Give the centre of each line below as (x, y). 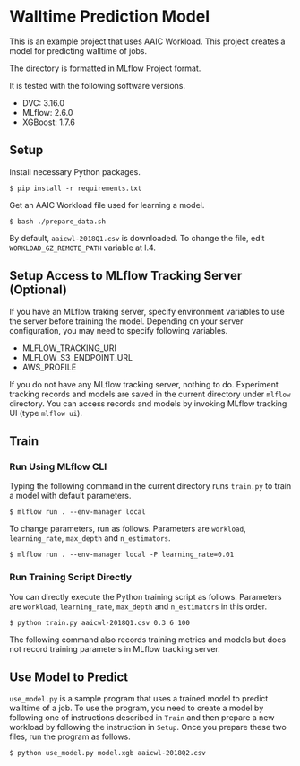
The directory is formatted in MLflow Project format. (105, 68)
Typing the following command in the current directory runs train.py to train (150, 486)
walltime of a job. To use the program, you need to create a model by (137, 708)
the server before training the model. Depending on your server (126, 321)
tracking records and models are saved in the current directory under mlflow (150, 394)
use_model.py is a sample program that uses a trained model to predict (139, 699)
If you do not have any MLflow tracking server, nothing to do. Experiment (144, 384)
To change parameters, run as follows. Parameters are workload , (128, 529)
